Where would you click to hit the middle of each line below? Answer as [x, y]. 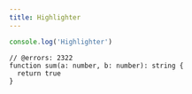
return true [39, 73]
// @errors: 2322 [41, 58]
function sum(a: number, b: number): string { [96, 66]
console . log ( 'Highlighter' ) [61, 42]
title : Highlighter [45, 17]
